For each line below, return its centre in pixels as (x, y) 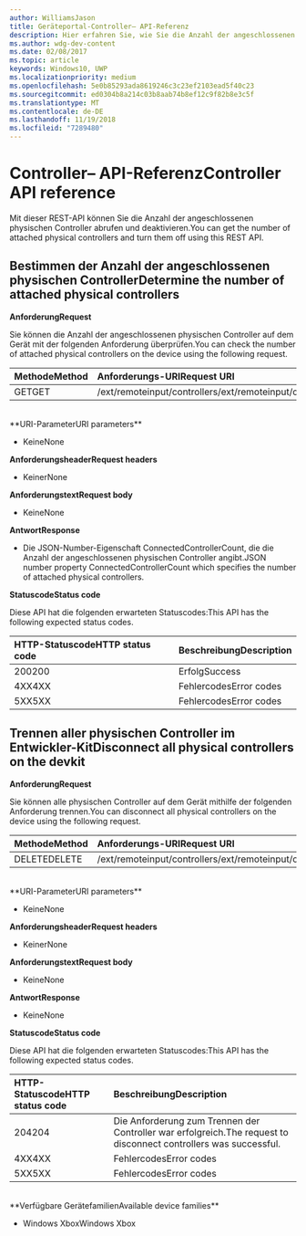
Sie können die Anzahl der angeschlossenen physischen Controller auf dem (152, 334)
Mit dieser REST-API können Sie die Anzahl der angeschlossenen (132, 218)
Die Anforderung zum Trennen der (187, 1121)
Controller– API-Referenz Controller (145, 173)
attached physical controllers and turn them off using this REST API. (137, 237)
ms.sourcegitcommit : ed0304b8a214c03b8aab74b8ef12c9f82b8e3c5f (132, 94)
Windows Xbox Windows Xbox (79, 1223)
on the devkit (47, 762)
